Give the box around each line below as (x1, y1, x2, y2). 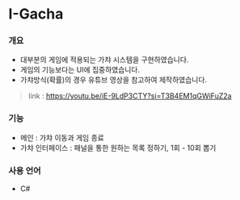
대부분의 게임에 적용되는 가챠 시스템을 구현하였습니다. (19, 55, 189, 65)
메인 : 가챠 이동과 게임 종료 (19, 132, 105, 142)
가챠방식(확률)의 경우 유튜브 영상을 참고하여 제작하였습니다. (19, 75, 208, 85)
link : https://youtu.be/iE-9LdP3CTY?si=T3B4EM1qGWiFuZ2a (27, 91, 232, 101)
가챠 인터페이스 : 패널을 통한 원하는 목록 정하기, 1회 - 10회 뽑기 (19, 143, 217, 152)
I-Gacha (8, 5, 64, 23)
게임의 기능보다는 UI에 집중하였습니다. (19, 65, 140, 75)
